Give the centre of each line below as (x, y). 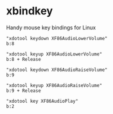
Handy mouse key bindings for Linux (51, 27)
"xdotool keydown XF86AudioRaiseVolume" (57, 70)
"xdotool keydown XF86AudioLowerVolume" (57, 38)
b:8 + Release (24, 59)
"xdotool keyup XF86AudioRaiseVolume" (54, 85)
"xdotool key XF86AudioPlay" (42, 101)
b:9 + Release (24, 91)
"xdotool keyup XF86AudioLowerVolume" (54, 54)
